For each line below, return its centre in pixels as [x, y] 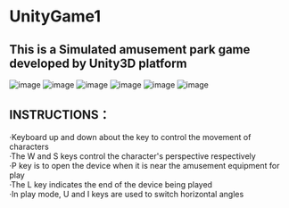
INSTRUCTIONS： [60, 115]
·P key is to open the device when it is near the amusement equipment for [144, 165]
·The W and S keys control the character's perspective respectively [132, 156]
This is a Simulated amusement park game [130, 50]
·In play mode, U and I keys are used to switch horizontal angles [127, 194]
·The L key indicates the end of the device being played [111, 184]
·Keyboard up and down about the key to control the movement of [130, 137]
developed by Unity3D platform [98, 63]
